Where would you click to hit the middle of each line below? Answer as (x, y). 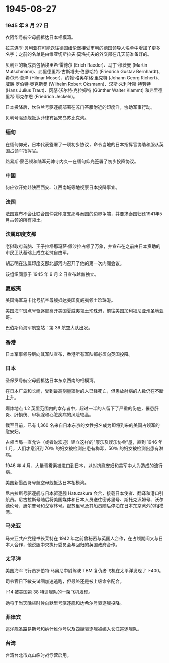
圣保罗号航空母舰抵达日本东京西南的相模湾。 (52, 380)
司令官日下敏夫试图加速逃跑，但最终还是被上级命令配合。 (65, 581)
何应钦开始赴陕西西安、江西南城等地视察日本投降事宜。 (62, 187)
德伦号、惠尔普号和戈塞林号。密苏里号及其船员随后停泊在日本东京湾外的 (80, 506)
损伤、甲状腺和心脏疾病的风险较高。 (56, 414)
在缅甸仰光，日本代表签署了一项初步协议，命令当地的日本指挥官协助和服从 (82, 144)
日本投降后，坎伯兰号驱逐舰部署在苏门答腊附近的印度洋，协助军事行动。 (80, 107)
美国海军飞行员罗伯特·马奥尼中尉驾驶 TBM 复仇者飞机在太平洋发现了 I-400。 (84, 571)
